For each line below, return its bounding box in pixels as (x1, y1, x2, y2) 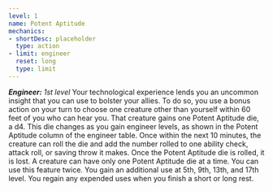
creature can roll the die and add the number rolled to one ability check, (8, 139, 249, 149)
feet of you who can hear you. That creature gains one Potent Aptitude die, (8, 113, 260, 123)
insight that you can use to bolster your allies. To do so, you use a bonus (8, 95, 251, 106)
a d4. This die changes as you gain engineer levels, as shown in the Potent (8, 121, 258, 131)
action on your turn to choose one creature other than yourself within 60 (8, 104, 251, 114)
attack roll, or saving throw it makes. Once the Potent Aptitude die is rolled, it (8, 147, 265, 157)
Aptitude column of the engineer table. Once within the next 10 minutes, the (8, 130, 262, 140)
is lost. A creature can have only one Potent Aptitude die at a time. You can (8, 156, 259, 166)
